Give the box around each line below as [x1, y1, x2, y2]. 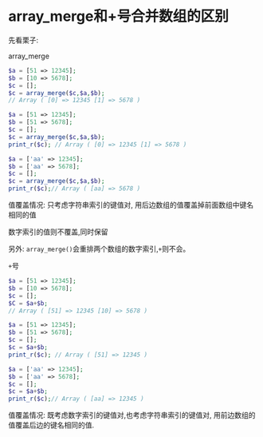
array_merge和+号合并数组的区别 [8, 7, 229, 26]
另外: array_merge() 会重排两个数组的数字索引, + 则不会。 [8, 244, 190, 254]
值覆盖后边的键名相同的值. [8, 420, 95, 430]
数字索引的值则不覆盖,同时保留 [8, 227, 109, 236]
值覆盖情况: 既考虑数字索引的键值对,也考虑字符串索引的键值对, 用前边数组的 [8, 411, 256, 420]
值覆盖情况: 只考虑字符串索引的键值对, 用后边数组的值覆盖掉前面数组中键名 [8, 201, 253, 210]
